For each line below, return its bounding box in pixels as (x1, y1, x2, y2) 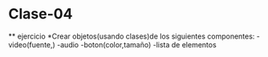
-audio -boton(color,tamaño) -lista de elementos (57, 39, 217, 49)
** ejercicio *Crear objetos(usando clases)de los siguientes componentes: (8, 31, 255, 41)
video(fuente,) (8, 39, 56, 49)
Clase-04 (8, 5, 73, 23)
